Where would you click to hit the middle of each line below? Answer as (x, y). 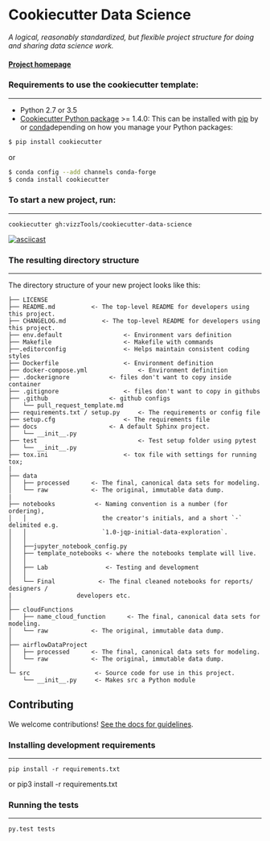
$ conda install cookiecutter (59, 179)
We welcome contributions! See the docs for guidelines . (101, 724)
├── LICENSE (28, 300)
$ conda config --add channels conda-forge (82, 172)
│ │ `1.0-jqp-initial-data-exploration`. (118, 533)
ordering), (27, 511)
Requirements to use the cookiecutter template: (104, 85)
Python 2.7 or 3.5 (49, 109)
